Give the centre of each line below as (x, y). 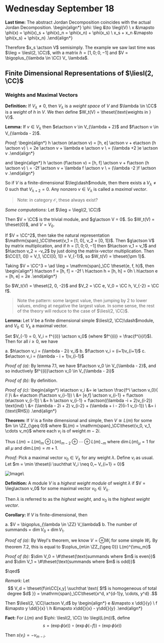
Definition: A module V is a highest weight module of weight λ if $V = (75, 483)
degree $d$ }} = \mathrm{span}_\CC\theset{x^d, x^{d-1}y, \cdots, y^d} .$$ (82, 593)
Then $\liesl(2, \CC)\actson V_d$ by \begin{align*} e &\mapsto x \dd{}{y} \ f (81, 603)
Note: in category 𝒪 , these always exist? (57, 200)
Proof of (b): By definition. (31, 381)
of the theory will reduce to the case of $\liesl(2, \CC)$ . (73, 311)
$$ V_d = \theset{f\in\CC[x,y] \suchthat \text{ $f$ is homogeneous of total (82, 588)
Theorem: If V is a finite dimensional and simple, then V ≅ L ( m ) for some (79, 421)
